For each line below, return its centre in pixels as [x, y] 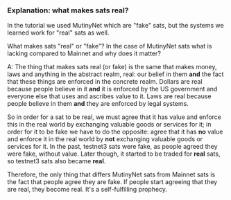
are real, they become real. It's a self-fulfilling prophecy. [87, 190]
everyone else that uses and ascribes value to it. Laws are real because [109, 96]
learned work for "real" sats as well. [58, 33]
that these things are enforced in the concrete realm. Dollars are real [105, 82]
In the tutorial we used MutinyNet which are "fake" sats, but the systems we [115, 26]
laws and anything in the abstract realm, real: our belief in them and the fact [115, 74]
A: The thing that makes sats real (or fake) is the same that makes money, [112, 67]
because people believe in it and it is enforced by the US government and [112, 89]
